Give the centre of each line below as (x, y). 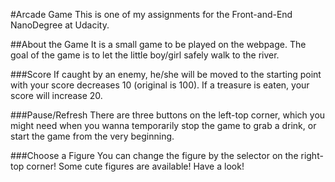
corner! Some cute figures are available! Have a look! (135, 166)
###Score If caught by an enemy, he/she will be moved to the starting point (166, 74)
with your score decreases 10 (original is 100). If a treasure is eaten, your (160, 85)
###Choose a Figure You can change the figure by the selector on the (154, 155)
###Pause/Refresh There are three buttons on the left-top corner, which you (168, 115)
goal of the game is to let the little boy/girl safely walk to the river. (145, 55)
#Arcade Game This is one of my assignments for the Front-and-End (151, 14)
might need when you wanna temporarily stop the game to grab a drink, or (163, 125)
